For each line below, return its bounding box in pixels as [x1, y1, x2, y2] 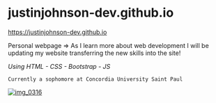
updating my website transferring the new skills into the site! [8, 49, 181, 57]
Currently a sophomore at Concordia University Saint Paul [8, 75, 183, 83]
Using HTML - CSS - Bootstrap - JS [8, 62, 111, 70]
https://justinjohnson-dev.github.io [8, 28, 107, 36]
